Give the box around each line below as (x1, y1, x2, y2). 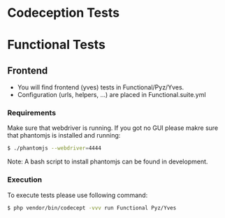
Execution (7, 175, 43, 184)
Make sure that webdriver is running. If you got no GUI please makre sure (7, 124, 219, 132)
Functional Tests (7, 37, 106, 53)
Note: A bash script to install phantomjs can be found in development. (7, 157, 208, 166)
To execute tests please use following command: (7, 191, 148, 199)
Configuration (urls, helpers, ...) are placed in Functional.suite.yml (17, 91, 206, 99)
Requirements (7, 108, 57, 118)
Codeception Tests (7, 5, 120, 21)
